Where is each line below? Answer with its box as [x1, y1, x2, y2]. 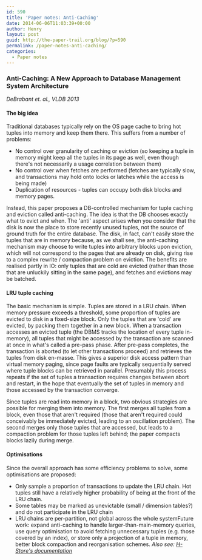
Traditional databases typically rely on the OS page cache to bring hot [6, 123, 181, 130]
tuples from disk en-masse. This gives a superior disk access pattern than [6, 354, 192, 362]
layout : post [6, 32, 39, 38]
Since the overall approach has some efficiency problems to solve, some [6, 464, 188, 471]
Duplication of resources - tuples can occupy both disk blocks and [15, 186, 182, 194]
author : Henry [6, 25, 42, 32]
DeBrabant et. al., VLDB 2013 [6, 95, 80, 103]
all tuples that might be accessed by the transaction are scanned [32, 335, 194, 342]
